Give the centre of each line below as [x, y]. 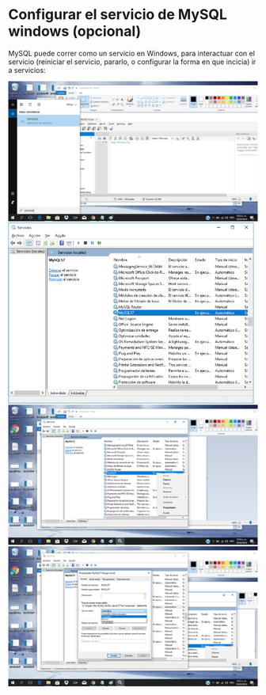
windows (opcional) [75, 31]
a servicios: [27, 70]
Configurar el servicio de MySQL [118, 15]
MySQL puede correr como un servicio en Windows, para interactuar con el [132, 53]
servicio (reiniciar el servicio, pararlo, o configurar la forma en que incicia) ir [132, 62]
